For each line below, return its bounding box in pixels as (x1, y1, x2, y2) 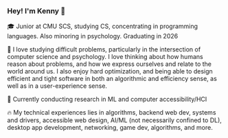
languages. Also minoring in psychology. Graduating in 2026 (7, 32, 179, 41)
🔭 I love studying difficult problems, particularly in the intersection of (7, 45, 201, 54)
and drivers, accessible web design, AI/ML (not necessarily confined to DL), (7, 116, 222, 124)
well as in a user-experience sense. (7, 82, 108, 90)
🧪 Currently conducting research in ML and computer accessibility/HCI (7, 95, 207, 104)
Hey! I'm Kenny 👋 (7, 6, 66, 16)
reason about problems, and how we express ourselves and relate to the (7, 60, 212, 68)
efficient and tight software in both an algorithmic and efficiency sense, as (7, 75, 218, 83)
